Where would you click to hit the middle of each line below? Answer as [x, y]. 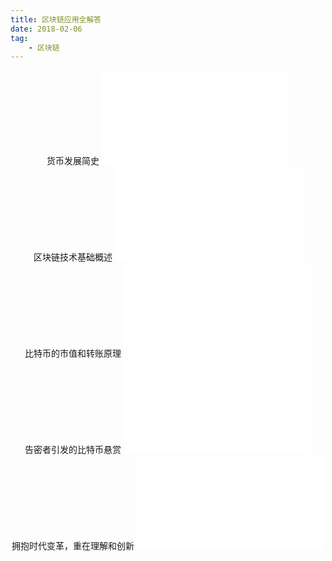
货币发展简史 [73, 161]
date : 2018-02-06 [46, 29]
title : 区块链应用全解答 [56, 19]
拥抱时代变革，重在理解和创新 [73, 546]
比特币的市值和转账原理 [73, 353]
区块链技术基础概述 [73, 257]
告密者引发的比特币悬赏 [73, 450]
